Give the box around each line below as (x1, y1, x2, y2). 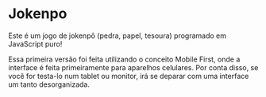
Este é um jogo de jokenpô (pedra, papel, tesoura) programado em (8, 31, 226, 40)
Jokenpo (8, 5, 67, 23)
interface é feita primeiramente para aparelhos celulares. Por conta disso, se (8, 62, 259, 72)
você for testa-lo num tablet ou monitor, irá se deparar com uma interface (8, 71, 249, 80)
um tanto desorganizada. (8, 80, 90, 89)
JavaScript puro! (8, 39, 63, 48)
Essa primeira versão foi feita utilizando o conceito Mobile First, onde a (8, 54, 241, 64)
